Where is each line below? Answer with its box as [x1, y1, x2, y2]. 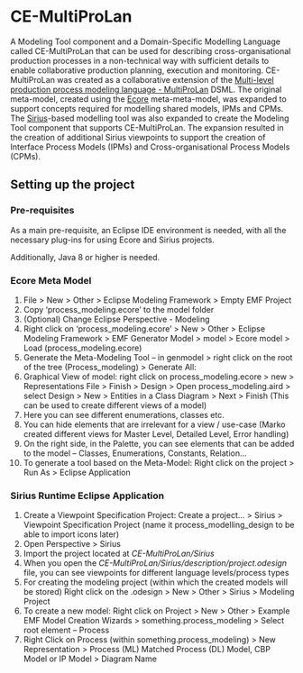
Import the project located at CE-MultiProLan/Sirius [23, 548, 215, 559]
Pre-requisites [10, 205, 75, 217]
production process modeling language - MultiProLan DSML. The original [10, 84, 282, 95]
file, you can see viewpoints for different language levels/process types [23, 568, 289, 578]
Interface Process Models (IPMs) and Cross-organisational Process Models [10, 141, 290, 152]
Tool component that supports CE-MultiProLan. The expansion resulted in [10, 122, 284, 132]
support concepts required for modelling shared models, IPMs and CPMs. [10, 103, 284, 114]
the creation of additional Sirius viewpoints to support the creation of [10, 132, 266, 142]
